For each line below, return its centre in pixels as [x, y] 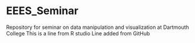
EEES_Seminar [42, 11]
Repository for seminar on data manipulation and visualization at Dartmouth [98, 27]
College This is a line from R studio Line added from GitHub [78, 33]
